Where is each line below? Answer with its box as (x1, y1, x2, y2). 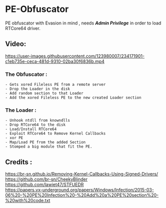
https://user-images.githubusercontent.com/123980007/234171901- (5, 53, 145, 59)
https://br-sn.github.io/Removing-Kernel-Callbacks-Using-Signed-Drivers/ (5, 171, 159, 177)
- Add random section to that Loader (5, 91, 84, 96)
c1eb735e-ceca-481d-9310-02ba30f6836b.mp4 (5, 58, 105, 64)
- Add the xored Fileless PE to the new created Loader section (5, 95, 142, 100)
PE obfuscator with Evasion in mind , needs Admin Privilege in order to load (5, 20, 162, 26)
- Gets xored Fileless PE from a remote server (5, 82, 106, 87)
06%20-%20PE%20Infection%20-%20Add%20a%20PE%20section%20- (5, 192, 159, 198)
